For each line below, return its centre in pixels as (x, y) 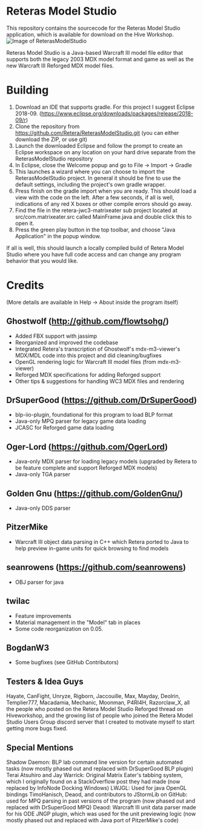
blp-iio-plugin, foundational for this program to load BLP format (94, 415)
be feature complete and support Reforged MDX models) (86, 468)
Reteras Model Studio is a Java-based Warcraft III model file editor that (95, 52)
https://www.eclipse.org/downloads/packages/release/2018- (118, 113)
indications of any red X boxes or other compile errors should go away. (104, 204)
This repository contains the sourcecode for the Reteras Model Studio (93, 28)
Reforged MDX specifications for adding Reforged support (88, 374)
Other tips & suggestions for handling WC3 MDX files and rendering (100, 381)
